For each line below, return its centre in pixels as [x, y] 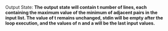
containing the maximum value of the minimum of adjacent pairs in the [81, 12]
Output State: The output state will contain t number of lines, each [76, 7]
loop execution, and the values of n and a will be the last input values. [80, 23]
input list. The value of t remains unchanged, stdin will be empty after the [84, 18]
